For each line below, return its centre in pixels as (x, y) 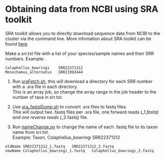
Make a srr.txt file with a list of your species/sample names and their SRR (80, 53)
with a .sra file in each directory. (45, 86)
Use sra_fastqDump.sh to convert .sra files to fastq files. (70, 106)
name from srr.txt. (31, 132)
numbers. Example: (25, 58)
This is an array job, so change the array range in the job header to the (84, 92)
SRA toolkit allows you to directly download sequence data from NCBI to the (83, 33)
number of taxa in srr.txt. (38, 97)
